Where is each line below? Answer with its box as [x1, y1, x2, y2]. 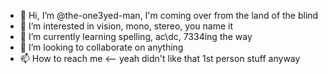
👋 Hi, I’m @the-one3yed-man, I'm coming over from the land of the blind [19, 10, 319, 21]
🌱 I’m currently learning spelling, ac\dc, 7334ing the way [19, 31, 253, 42]
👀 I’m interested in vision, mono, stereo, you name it [19, 20, 234, 32]
